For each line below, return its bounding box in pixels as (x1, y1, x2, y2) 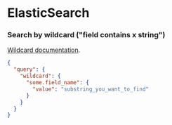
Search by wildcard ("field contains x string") (7, 30, 166, 40)
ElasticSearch (7, 5, 90, 21)
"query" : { (13, 66, 46, 73)
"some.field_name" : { (25, 79, 90, 86)
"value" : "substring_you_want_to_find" (32, 86, 150, 93)
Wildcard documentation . (7, 46, 81, 54)
